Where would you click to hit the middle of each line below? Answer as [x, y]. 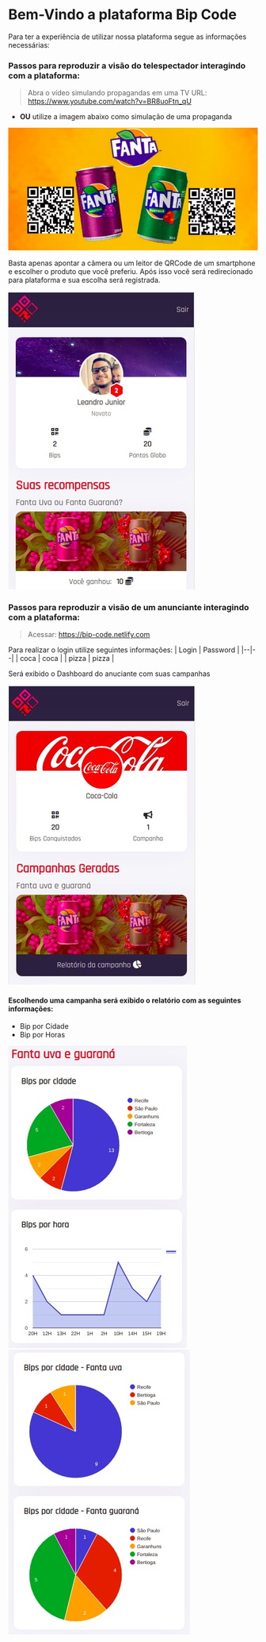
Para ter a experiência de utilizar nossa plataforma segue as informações [127, 37]
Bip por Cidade [44, 1026]
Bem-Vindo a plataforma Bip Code [123, 15]
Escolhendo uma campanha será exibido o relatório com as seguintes [125, 1000]
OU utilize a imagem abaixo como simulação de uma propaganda [125, 117]
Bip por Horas [42, 1035]
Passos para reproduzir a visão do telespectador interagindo [127, 65]
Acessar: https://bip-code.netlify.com [89, 635]
